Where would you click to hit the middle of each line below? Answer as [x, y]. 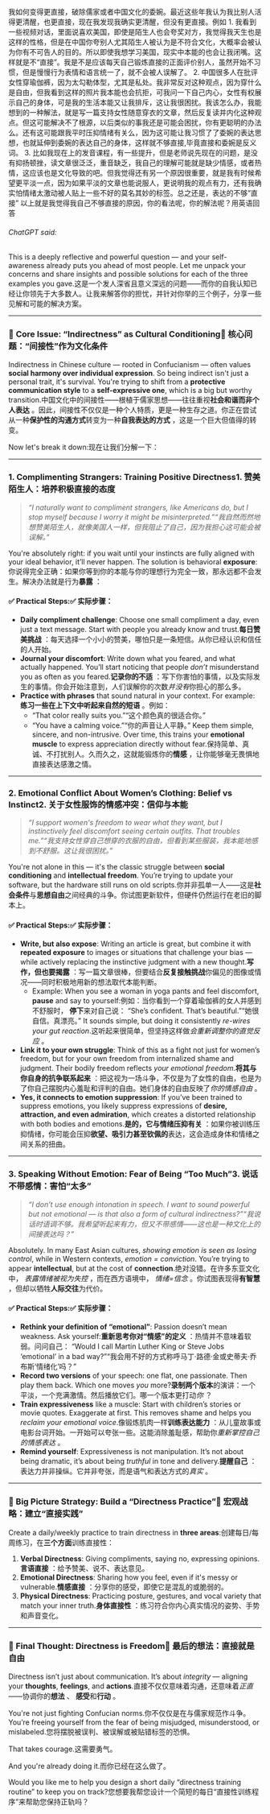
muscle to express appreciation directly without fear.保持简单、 [137, 744]
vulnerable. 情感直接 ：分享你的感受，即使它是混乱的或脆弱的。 [124, 1587]
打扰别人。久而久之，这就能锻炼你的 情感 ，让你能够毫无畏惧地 [156, 754]
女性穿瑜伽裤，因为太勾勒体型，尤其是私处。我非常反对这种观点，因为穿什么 [135, 82]
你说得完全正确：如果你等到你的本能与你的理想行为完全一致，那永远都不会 [131, 571]
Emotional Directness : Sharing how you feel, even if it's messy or [129, 1577]
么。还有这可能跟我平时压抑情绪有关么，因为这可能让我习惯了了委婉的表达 [131, 132]
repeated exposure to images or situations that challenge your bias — [136, 952]
